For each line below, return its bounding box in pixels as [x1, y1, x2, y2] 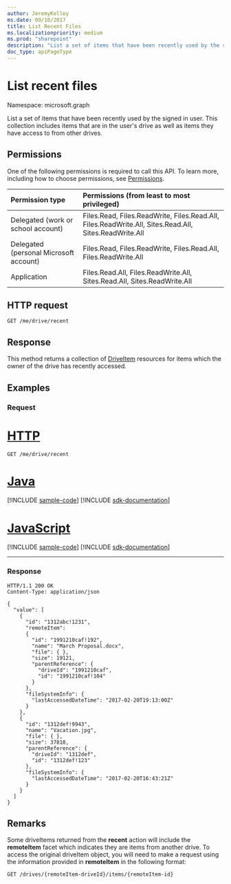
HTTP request [7, 300, 69, 312]
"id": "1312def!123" [32, 757, 91, 764]
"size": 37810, [25, 739, 69, 746]
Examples [7, 382, 50, 394]
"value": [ [13, 606, 45, 613]
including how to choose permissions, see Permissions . [7, 174, 165, 182]
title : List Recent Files [7, 23, 81, 30]
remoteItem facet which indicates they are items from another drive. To [7, 843, 210, 852]
